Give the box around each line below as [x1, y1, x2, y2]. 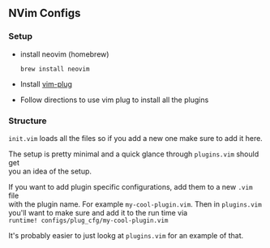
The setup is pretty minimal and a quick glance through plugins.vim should [8, 149, 259, 159]
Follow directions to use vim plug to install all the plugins [19, 95, 209, 105]
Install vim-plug [19, 79, 73, 88]
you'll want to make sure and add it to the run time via [8, 207, 188, 217]
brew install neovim [19, 65, 90, 73]
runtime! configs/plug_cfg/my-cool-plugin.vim [8, 216, 169, 224]
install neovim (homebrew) [19, 49, 109, 59]
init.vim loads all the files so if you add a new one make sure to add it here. [8, 133, 264, 143]
